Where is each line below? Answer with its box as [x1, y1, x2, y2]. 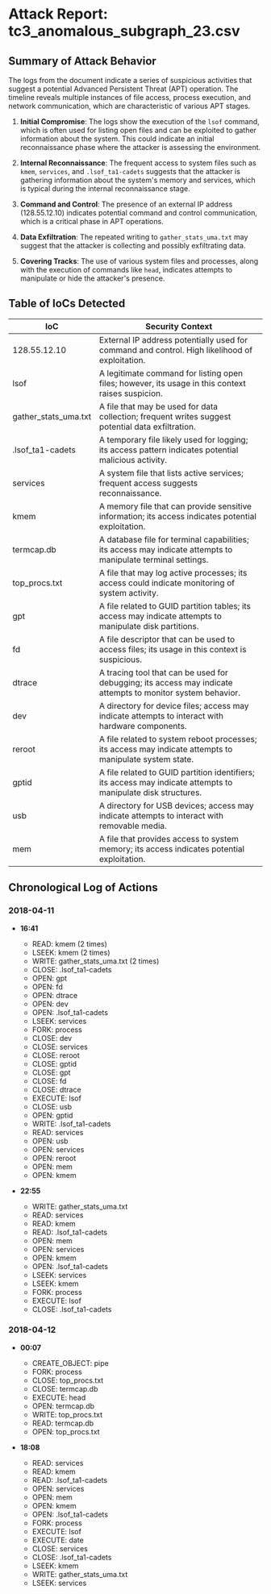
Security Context [144, 320, 213, 331]
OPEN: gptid [31, 1110, 73, 1120]
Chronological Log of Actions [8, 880, 159, 895]
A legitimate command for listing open [98, 368, 244, 379]
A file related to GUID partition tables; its [98, 600, 252, 611]
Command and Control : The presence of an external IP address [19, 199, 233, 209]
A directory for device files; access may [98, 700, 249, 711]
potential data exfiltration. [98, 421, 196, 432]
